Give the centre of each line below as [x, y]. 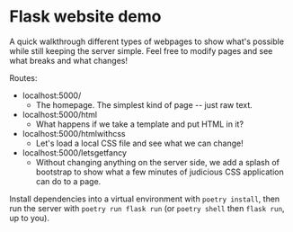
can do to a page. [68, 181]
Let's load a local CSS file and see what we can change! [140, 143]
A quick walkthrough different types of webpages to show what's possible [147, 41]
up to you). [29, 218]
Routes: [23, 77]
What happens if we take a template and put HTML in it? [140, 124]
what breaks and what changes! [69, 60]
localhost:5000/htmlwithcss [74, 133]
